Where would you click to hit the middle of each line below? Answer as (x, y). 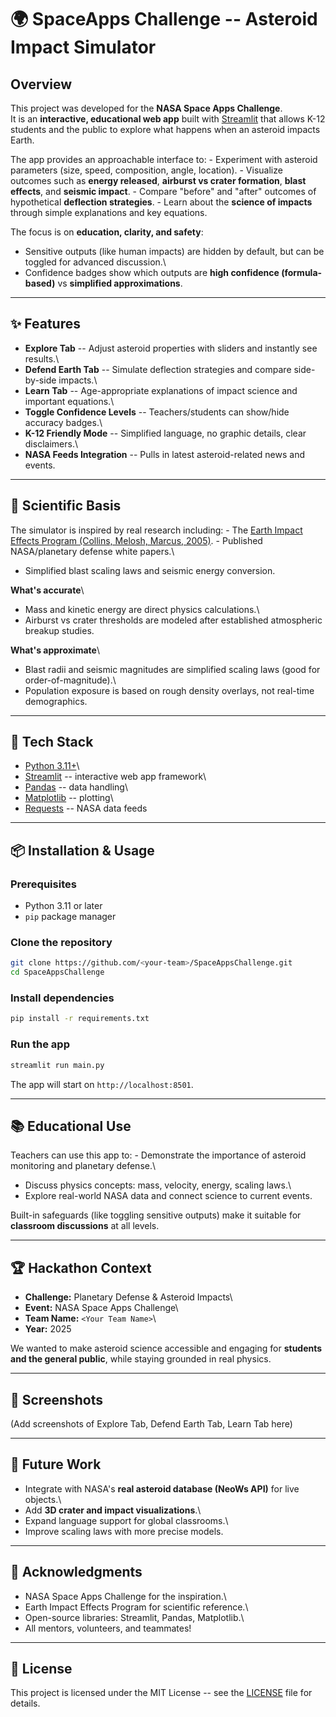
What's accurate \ (47, 590)
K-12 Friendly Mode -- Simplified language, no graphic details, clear (165, 433)
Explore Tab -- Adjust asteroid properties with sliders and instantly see (171, 348)
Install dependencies (62, 998)
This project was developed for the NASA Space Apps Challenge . (146, 108)
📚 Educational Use (71, 1126)
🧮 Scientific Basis (66, 506)
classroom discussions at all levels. (85, 1226)
